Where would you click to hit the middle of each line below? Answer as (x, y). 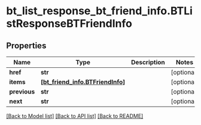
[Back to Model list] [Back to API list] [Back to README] (75, 116)
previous (22, 92)
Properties (26, 46)
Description (148, 62)
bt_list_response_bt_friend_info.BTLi (100, 11)
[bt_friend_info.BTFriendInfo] (83, 82)
